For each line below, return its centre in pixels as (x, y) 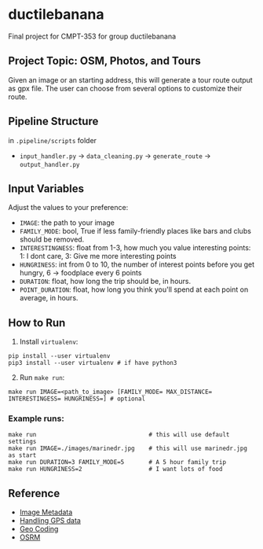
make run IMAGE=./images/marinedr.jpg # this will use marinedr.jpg (128, 449)
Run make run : (42, 378)
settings (22, 442)
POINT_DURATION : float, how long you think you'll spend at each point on (134, 289)
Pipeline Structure (53, 122)
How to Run (37, 323)
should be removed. (52, 239)
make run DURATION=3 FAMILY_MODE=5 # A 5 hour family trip (117, 462)
